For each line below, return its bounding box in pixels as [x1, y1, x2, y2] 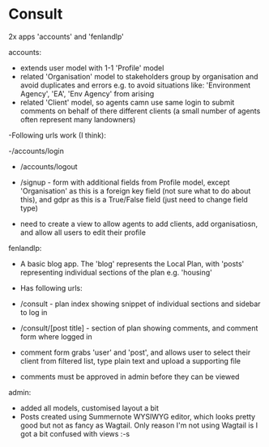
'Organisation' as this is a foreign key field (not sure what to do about [19, 185, 251, 195]
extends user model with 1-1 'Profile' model [19, 62, 164, 73]
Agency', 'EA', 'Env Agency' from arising [19, 88, 155, 98]
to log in [19, 307, 48, 317]
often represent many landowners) [19, 114, 136, 124]
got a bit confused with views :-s [19, 428, 130, 438]
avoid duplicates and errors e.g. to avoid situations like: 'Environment [19, 80, 251, 90]
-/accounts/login [8, 146, 65, 155]
